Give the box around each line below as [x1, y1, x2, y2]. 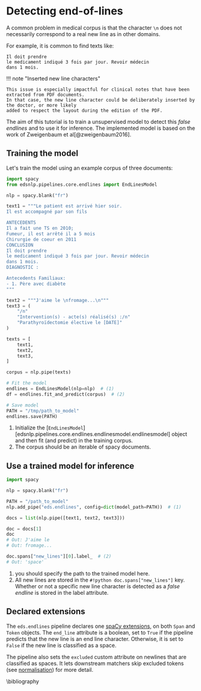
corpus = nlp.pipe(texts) [6, 369, 71, 375]
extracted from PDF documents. [6, 91, 85, 97]
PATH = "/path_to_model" [6, 498, 69, 505]
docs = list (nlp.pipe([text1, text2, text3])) [6, 515, 125, 521]
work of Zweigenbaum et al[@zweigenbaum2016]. [6, 131, 131, 138]
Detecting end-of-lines [6, 4, 123, 18]
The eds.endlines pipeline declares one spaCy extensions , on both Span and [6, 622, 196, 630]
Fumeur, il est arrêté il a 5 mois [6, 230, 96, 237]
